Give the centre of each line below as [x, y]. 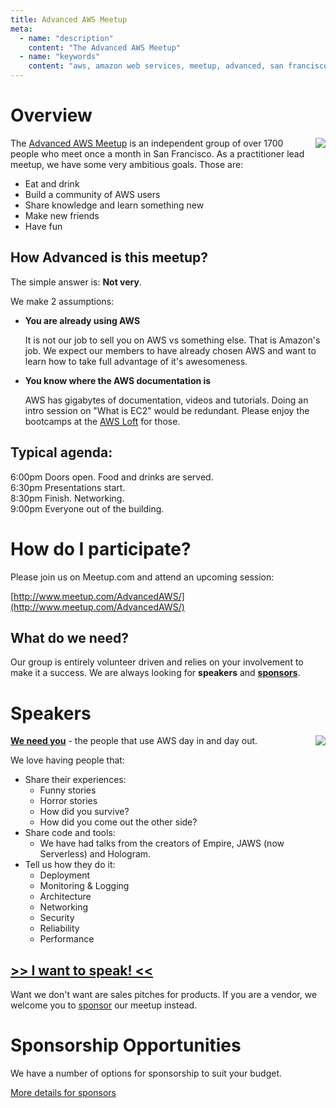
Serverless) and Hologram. [95, 854]
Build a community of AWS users [92, 194]
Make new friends [62, 215]
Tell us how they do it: [70, 865]
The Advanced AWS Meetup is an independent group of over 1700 [147, 143]
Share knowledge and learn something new [114, 205]
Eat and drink [52, 183]
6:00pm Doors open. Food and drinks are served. [112, 477]
